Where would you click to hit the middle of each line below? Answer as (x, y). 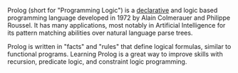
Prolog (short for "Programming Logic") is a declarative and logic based (113, 10)
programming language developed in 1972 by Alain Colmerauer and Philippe (119, 18)
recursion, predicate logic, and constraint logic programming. (97, 62)
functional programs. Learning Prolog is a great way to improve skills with (115, 54)
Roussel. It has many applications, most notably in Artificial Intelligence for (117, 25)
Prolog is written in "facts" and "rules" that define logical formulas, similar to (119, 46)
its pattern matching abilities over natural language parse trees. (100, 33)
